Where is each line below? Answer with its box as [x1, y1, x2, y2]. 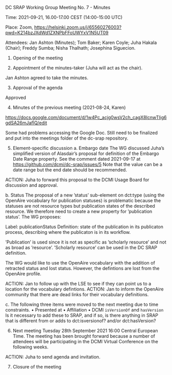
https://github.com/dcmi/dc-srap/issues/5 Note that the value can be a [12, 161, 163, 167]
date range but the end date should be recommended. [12, 167, 127, 173]
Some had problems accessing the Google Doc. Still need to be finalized [5, 130, 158, 136]
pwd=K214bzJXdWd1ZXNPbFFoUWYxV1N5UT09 [5, 30, 109, 35]
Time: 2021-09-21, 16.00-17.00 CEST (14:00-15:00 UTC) [5, 14, 123, 20]
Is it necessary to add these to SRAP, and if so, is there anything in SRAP [5, 312, 159, 318]
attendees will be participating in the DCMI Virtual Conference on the [12, 339, 159, 344]
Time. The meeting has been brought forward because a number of [12, 333, 155, 339]
